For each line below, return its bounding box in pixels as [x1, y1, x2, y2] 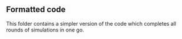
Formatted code [6, 5, 66, 15]
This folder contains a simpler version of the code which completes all [6, 20, 177, 27]
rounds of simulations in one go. [6, 26, 84, 33]
